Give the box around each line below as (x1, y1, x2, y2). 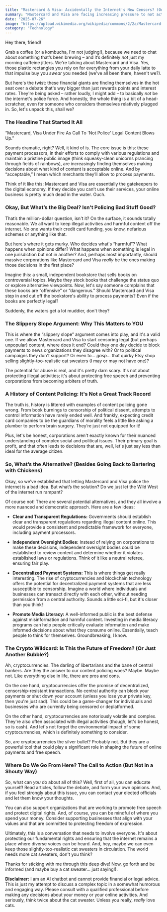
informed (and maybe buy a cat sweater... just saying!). (5, 866, 118, 872)
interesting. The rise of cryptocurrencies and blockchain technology (12, 575, 152, 581)
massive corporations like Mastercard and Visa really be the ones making (5, 257, 156, 263)
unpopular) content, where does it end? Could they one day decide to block (5, 342, 160, 348)
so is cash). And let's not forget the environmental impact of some (5, 723, 141, 729)
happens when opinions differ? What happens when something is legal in (5, 246, 155, 252)
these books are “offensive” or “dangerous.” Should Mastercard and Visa (5, 287, 155, 294)
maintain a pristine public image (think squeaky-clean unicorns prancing (5, 155, 153, 162)
